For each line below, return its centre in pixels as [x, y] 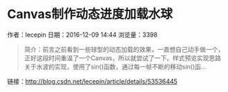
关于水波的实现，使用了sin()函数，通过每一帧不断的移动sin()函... [115, 66]
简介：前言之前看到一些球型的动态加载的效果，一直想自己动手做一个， [124, 49]
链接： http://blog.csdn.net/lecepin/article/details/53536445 [92, 81]
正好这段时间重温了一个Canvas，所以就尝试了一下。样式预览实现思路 [123, 58]
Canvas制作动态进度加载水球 [90, 14]
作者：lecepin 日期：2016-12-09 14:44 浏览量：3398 [82, 35]
